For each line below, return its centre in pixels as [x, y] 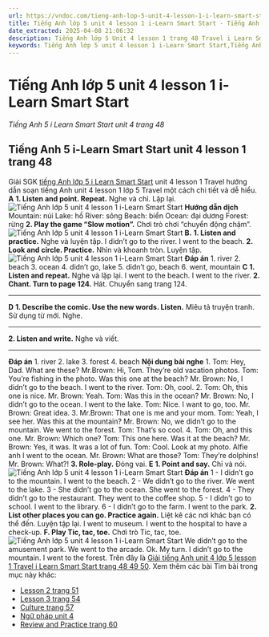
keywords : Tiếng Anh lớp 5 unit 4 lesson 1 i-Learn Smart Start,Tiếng [128, 46]
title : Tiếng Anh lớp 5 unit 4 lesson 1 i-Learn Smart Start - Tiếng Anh [134, 23]
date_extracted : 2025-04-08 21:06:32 [71, 30]
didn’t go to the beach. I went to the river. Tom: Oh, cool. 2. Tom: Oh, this [128, 387]
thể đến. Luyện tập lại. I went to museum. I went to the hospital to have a [128, 523]
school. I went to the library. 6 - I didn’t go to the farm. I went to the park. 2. [132, 506]
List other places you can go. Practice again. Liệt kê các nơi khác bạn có [130, 515]
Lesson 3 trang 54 [50, 598]
